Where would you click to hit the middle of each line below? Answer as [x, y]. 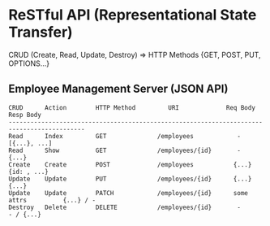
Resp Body [25, 115]
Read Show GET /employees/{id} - [125, 150]
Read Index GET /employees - [125, 136]
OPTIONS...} [29, 63]
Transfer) [41, 32]
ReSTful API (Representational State [133, 15]
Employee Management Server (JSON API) [118, 89]
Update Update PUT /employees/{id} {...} [130, 179]
